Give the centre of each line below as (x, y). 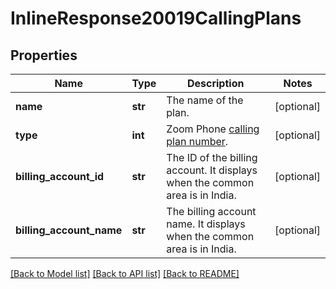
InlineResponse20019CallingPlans (156, 18)
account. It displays (212, 170)
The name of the (205, 100)
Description (215, 83)
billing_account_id (60, 176)
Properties (44, 55)
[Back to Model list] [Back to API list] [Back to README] (125, 273)
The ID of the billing (212, 157)
